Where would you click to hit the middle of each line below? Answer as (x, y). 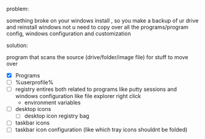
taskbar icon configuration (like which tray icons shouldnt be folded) (101, 130)
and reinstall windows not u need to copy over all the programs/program (97, 27)
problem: (18, 9)
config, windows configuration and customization (69, 34)
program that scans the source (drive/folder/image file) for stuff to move (97, 57)
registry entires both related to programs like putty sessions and (96, 89)
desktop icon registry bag (57, 116)
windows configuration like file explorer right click (78, 96)
